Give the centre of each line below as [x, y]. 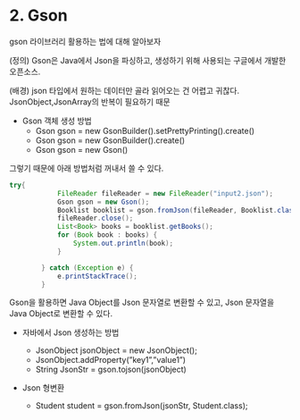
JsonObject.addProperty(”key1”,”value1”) [110, 360]
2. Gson [39, 16]
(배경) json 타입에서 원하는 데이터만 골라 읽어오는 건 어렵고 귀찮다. [125, 90]
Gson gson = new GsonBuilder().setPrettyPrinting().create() [145, 130]
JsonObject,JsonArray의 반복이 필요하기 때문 [90, 101]
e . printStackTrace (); [97, 276]
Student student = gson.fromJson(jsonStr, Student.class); [142, 406]
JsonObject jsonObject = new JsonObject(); [117, 350]
